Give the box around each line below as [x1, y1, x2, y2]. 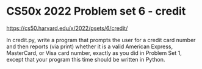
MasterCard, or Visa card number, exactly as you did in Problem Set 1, [6, 49, 182, 56]
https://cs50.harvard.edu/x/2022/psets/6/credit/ [6, 24, 128, 32]
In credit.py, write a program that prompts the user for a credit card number [6, 36, 196, 43]
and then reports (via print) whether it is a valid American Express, [6, 43, 173, 50]
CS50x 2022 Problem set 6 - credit [6, 4, 186, 18]
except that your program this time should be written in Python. [6, 56, 165, 63]
